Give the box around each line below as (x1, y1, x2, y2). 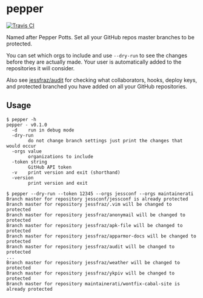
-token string (12, 159, 47, 165)
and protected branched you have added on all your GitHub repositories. (6, 82, 188, 90)
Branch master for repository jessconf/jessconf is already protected (6, 196, 188, 202)
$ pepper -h (6, 116, 36, 122)
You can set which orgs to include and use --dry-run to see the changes (6, 51, 188, 59)
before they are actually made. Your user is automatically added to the (6, 58, 182, 65)
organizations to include (28, 153, 94, 159)
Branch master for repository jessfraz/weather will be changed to (6, 259, 181, 265)
